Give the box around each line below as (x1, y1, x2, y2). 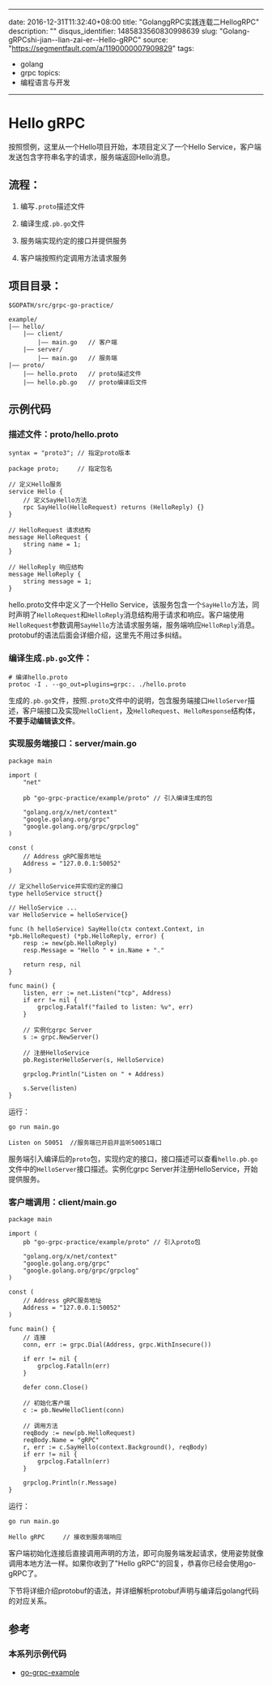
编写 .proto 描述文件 (19, 201, 85, 211)
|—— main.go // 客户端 (37, 338, 117, 346)
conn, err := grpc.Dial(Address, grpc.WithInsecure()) (23, 1341, 212, 1349)
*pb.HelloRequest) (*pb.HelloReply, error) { (8, 931, 164, 940)
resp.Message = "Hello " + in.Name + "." (23, 946, 164, 954)
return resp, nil (23, 960, 82, 969)
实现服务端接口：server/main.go (8, 738, 138, 750)
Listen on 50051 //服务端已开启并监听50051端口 (8, 1138, 162, 1147)
